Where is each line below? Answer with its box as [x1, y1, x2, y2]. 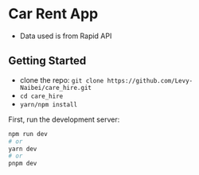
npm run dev [8, 130, 48, 138]
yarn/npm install [19, 100, 78, 108]
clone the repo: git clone [19, 75, 104, 84]
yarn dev [8, 145, 37, 153]
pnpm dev [8, 160, 37, 168]
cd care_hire [19, 92, 64, 100]
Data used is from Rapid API [19, 31, 112, 41]
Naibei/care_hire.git [19, 84, 92, 91]
